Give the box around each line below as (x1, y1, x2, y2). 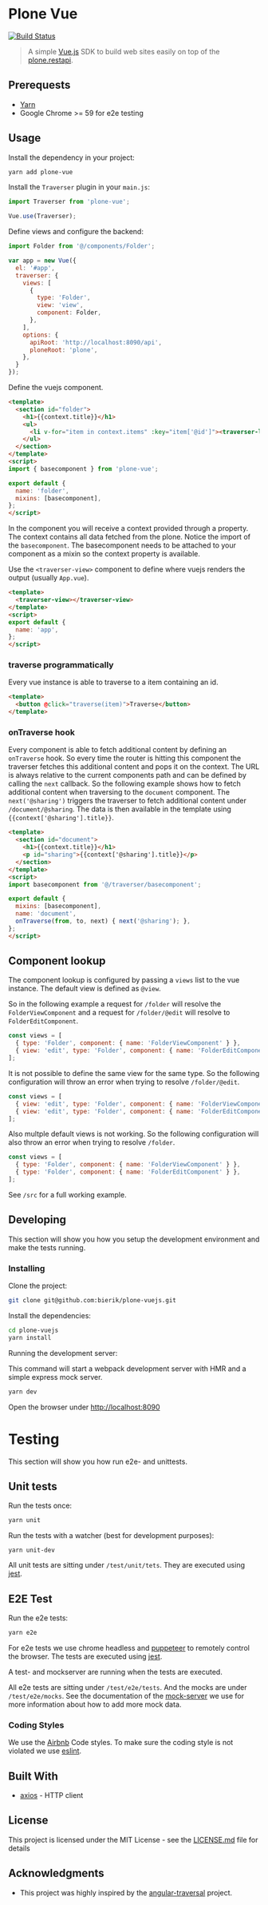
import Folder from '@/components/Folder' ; (8, 242, 156, 250)
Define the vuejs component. (8, 383, 104, 393)
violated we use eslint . (8, 1746, 82, 1756)
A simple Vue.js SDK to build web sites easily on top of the (27, 46, 220, 56)
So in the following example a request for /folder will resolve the (8, 999, 222, 1009)
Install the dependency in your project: (8, 153, 136, 162)
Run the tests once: (8, 1500, 73, 1511)
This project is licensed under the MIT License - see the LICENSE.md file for (8, 1835, 258, 1844)
